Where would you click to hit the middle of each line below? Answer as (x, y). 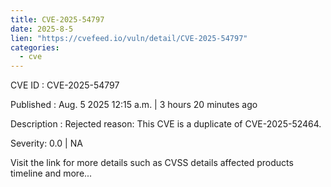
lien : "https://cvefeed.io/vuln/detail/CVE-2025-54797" (129, 38)
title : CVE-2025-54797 (57, 19)
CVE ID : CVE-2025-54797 (65, 85)
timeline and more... (51, 173)
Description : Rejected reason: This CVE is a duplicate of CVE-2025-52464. (166, 124)
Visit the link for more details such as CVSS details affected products (152, 163)
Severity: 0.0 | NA (46, 143)
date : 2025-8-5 (42, 29)
